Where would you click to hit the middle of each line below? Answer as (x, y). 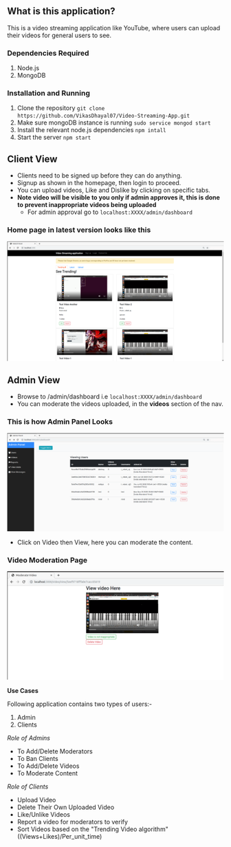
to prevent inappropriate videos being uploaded (87, 205)
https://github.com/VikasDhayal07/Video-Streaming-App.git (103, 116)
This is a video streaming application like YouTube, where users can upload (114, 28)
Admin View (34, 380)
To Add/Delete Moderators (55, 751)
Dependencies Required (48, 53)
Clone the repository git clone (61, 108)
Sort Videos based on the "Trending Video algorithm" (92, 829)
